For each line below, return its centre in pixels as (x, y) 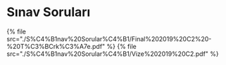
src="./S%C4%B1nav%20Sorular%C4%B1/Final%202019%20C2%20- (109, 38)
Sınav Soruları (49, 12)
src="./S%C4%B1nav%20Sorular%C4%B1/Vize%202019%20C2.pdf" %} (113, 54)
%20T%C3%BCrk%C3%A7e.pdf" (56, 46)
